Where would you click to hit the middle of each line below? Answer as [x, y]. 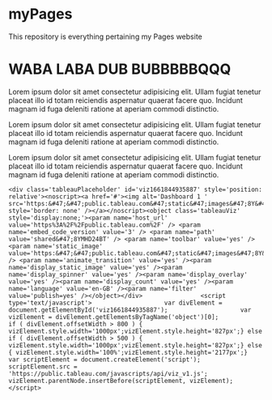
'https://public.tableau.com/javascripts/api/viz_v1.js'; [108, 373]
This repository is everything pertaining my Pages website [105, 36]
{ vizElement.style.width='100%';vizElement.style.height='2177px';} [128, 352]
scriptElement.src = [43, 366]
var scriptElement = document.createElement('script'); [104, 360]
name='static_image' [68, 246]
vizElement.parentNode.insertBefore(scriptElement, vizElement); [121, 381]
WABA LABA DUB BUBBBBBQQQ [120, 69]
